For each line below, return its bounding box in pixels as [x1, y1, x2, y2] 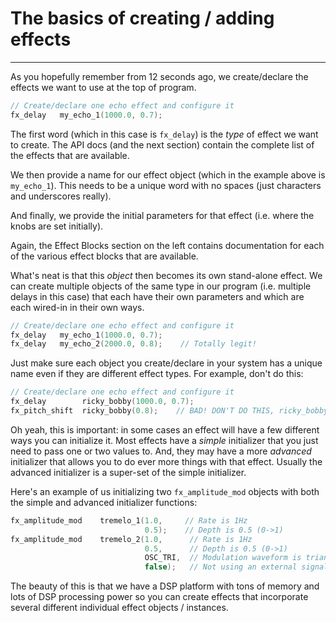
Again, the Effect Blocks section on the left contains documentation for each [10, 239, 325, 251]
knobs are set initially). [10, 220, 104, 232]
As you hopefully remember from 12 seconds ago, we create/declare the [10, 70, 309, 82]
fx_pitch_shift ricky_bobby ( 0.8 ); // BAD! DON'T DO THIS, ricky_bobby [10, 406, 329, 416]
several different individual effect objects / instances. [10, 602, 229, 614]
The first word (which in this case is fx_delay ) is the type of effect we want [10, 128, 319, 140]
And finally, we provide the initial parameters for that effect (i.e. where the [10, 209, 315, 221]
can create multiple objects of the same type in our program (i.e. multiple [10, 280, 312, 292]
